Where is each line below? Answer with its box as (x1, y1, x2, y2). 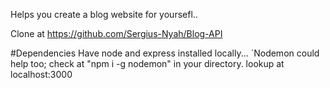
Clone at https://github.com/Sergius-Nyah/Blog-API (10, 28, 223, 39)
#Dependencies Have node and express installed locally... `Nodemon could (10, 47, 320, 59)
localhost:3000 (10, 69, 73, 80)
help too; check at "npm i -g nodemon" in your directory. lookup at (10, 58, 285, 69)
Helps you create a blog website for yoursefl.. (10, 9, 198, 20)
